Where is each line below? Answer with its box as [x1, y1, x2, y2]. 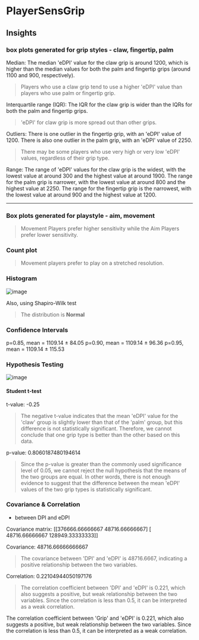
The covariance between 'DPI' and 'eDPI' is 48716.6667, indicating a [20, 555, 188, 562]
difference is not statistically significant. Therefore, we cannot [20, 424, 172, 432]
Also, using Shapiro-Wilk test [6, 299, 77, 306]
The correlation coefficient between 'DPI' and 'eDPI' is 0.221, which [20, 584, 185, 591]
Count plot [6, 246, 37, 255]
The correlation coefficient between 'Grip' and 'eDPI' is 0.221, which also [6, 614, 184, 622]
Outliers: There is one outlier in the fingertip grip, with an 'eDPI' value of [6, 130, 182, 137]
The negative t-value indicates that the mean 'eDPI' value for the [20, 412, 179, 419]
